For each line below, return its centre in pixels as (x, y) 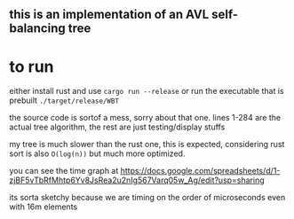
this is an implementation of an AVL (109, 15)
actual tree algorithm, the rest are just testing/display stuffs (117, 127)
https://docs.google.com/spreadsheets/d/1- (200, 171)
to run (32, 66)
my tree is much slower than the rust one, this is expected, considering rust (147, 145)
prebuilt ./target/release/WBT (64, 100)
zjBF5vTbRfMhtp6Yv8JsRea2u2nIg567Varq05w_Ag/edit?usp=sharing (137, 180)
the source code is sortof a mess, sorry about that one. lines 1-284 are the (145, 118)
